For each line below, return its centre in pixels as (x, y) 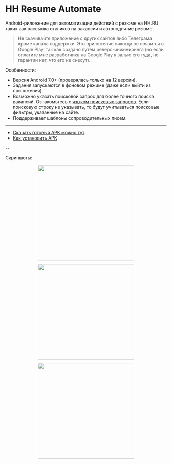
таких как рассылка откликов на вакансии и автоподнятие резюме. (80, 28)
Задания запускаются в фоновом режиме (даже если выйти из (82, 85)
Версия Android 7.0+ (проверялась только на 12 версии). (75, 80)
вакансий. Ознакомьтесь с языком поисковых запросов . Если (81, 101)
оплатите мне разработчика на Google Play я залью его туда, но (88, 55)
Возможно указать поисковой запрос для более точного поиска (83, 96)
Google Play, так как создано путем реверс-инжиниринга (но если (91, 49)
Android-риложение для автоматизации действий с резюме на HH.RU (82, 23)
